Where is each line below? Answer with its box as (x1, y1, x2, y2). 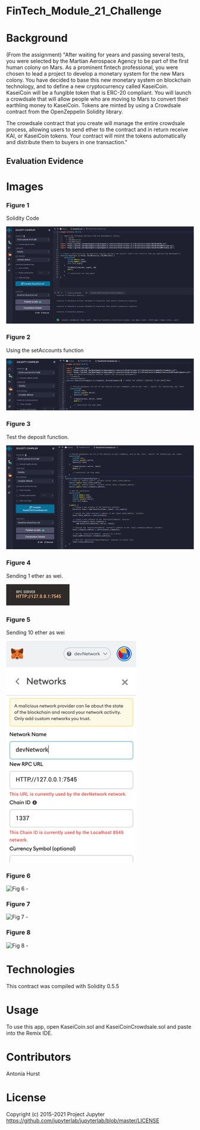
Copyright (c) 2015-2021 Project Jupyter (6, 1110, 105, 1117)
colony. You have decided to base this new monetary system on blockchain (6, 76, 191, 84)
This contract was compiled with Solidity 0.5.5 (6, 982, 120, 989)
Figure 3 (6, 420, 31, 428)
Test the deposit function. (6, 433, 70, 440)
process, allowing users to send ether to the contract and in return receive (6, 126, 189, 133)
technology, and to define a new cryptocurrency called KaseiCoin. (6, 83, 168, 90)
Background (6, 32, 68, 45)
